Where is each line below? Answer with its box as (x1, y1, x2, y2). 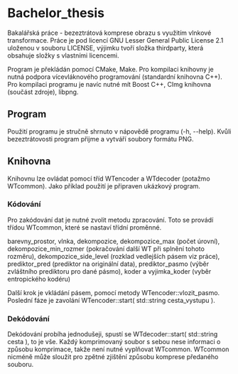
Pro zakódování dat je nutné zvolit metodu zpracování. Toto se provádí (7, 215, 214, 224)
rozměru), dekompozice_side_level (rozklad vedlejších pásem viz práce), (7, 252, 220, 260)
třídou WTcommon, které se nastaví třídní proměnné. (7, 223, 162, 232)
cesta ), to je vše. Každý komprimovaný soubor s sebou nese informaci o (7, 338, 221, 346)
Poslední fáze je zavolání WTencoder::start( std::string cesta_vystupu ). (7, 296, 215, 304)
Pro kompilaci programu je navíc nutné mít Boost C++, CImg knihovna (7, 80, 212, 88)
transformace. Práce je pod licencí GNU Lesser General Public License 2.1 (7, 36, 224, 44)
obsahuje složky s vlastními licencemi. (7, 51, 119, 60)
